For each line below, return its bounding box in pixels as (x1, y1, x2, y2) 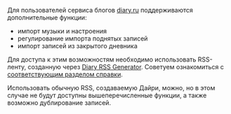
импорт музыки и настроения (17, 27, 107, 35)
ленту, (7, 63, 27, 71)
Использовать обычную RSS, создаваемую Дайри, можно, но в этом (7, 84, 216, 92)
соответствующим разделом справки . (7, 70, 123, 78)
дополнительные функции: (7, 13, 87, 22)
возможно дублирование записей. (7, 99, 111, 107)
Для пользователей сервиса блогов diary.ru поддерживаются (7, 6, 193, 14)
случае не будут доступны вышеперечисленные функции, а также (7, 91, 207, 99)
